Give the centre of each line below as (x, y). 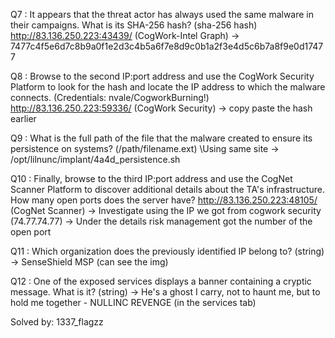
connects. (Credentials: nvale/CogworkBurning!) (110, 97)
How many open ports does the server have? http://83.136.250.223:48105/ (164, 200)
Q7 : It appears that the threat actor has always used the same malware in (162, 14)
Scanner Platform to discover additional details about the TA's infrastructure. (168, 189)
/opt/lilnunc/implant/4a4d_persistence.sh (95, 159)
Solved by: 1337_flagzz (57, 322)
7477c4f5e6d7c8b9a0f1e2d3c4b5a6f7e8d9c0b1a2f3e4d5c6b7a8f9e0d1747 (167, 46)
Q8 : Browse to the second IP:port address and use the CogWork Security (162, 76)
